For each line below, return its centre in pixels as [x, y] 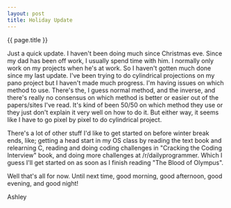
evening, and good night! [43, 183]
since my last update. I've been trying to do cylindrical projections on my [111, 75]
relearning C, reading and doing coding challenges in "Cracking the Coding [114, 148]
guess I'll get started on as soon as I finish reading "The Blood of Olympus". [115, 162]
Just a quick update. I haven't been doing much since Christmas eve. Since [115, 53]
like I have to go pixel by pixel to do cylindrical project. [85, 119]
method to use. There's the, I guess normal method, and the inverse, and [111, 90]
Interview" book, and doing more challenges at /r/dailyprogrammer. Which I [115, 155]
